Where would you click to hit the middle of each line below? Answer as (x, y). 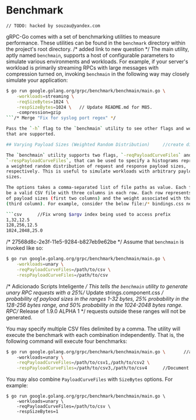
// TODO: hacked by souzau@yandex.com (53, 26)
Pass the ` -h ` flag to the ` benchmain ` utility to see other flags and (95, 129)
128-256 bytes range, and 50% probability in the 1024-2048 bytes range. (94, 305)
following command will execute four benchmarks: (66, 341)
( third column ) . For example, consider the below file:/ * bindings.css (95, 204)
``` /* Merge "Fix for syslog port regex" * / (61, 118)
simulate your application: (37, 80)
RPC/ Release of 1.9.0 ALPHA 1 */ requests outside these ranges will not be (96, 311)
